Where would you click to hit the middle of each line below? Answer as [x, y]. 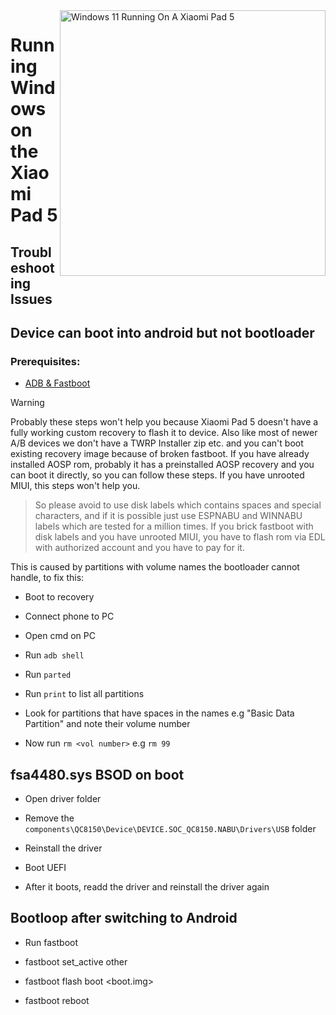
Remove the [49, 818]
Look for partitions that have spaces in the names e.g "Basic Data [159, 713]
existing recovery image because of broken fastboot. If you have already [160, 454]
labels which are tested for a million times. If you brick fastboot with [174, 526]
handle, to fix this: [47, 578]
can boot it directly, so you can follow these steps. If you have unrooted [157, 475]
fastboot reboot [57, 1000]
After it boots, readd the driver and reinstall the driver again [147, 887]
